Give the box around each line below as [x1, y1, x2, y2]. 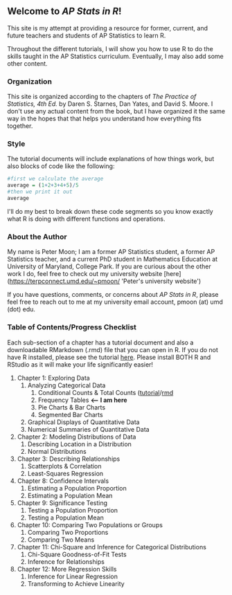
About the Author [7, 232, 67, 241]
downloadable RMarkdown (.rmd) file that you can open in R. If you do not [7, 345, 218, 354]
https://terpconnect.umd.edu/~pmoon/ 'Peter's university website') [9, 277, 202, 286]
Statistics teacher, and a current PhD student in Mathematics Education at [7, 255, 218, 264]
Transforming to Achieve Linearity [27, 579, 125, 587]
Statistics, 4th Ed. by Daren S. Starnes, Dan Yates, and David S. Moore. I [7, 100, 213, 108]
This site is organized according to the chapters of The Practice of [7, 93, 197, 101]
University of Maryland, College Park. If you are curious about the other [7, 262, 211, 271]
